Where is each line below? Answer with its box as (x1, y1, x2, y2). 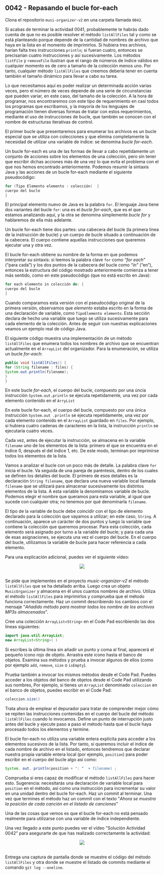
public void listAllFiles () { (5, 360, 67, 366)
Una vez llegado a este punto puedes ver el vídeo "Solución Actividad (5, 825, 145, 831)
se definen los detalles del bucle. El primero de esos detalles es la (5, 473, 138, 479)
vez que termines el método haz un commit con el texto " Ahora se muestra (5, 795, 156, 801)
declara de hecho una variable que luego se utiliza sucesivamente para (5, 315, 148, 322)
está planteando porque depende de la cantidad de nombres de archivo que (5, 37, 159, 43)
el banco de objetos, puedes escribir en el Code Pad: (5, 687, 112, 693)
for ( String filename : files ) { (5, 365, 73, 370)
